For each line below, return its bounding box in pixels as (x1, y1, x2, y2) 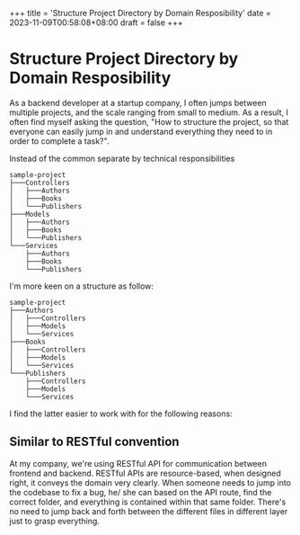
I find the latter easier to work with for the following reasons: (9, 408, 233, 419)
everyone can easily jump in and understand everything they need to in (9, 126, 273, 137)
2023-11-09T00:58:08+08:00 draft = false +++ (9, 17, 184, 28)
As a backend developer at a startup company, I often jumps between (9, 97, 267, 108)
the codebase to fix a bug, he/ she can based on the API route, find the (9, 486, 272, 497)
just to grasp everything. (9, 515, 101, 526)
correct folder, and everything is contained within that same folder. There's (9, 496, 287, 507)
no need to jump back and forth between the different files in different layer (9, 505, 288, 516)
